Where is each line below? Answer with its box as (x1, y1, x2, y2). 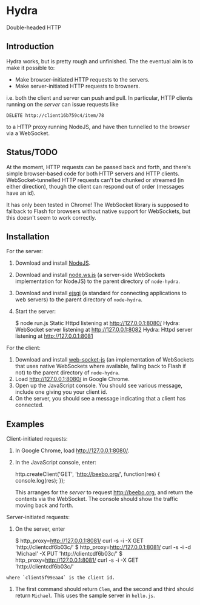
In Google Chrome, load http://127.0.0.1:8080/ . (15, 447, 130, 454)
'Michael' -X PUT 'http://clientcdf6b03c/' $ (15, 550, 123, 558)
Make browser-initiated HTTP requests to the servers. (15, 75, 150, 83)
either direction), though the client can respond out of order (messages (6, 183, 184, 190)
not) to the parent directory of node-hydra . (15, 369, 120, 376)
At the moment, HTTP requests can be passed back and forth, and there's (6, 163, 191, 170)
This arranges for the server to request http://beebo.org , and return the (15, 489, 193, 496)
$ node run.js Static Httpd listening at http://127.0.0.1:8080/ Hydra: (15, 320, 180, 327)
